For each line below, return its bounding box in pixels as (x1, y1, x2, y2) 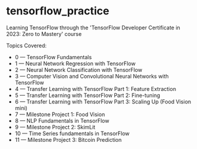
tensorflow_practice (6, 4, 110, 18)
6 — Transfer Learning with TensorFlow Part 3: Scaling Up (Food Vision (14, 98, 192, 105)
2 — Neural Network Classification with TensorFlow (14, 66, 143, 73)
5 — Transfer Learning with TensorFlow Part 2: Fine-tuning (14, 92, 160, 99)
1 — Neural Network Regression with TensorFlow (14, 60, 136, 67)
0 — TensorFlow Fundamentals (14, 53, 92, 60)
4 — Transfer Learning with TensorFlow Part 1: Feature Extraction (14, 85, 177, 92)
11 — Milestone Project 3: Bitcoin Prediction (14, 136, 122, 143)
